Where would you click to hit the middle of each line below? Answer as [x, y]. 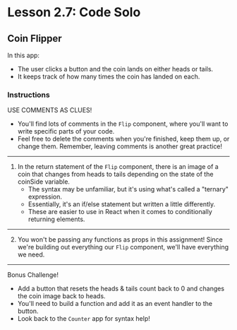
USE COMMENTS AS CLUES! [50, 110]
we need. [31, 254]
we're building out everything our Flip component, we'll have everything [123, 247]
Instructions [29, 95]
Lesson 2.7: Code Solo [74, 12]
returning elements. [56, 219]
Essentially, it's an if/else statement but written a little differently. [122, 204]
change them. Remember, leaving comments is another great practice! [120, 146]
